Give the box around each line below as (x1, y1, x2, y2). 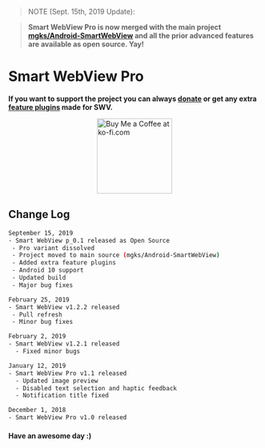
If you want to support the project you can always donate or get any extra (8, 94, 258, 103)
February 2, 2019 (8, 333, 66, 341)
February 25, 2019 (8, 296, 70, 304)
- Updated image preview (15, 377, 98, 385)
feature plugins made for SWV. (8, 102, 114, 111)
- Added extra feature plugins (11, 259, 116, 267)
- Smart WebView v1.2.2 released (8, 303, 120, 311)
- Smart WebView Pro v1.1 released (8, 369, 127, 377)
